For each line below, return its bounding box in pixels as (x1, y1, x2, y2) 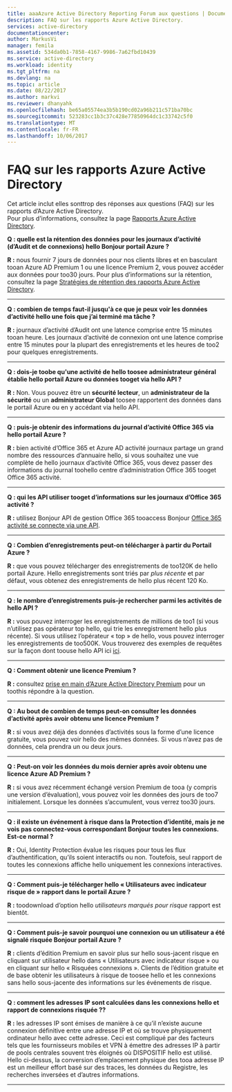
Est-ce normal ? (7, 833, 54, 841)
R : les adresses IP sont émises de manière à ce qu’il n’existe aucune (7, 1019, 202, 1028)
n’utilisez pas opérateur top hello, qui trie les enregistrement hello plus (7, 624, 207, 633)
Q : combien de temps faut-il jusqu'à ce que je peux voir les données (7, 305, 208, 313)
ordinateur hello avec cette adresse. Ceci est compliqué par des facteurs (7, 1034, 215, 1042)
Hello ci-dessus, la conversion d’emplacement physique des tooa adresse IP (7, 1056, 224, 1064)
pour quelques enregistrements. (7, 348, 99, 356)
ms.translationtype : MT (7, 119, 76, 127)
